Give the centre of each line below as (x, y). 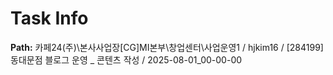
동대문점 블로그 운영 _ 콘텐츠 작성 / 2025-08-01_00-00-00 (126, 59)
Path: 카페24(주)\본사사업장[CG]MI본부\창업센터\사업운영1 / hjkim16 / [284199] (167, 47)
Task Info (49, 18)
